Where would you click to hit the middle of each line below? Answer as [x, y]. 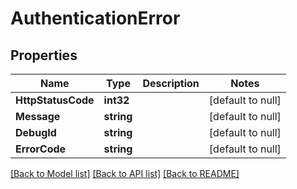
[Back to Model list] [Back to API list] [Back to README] [125, 173]
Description [171, 83]
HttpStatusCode [55, 100]
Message [38, 116]
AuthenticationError [95, 18]
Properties [44, 55]
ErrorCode [41, 149]
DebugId [36, 132]
